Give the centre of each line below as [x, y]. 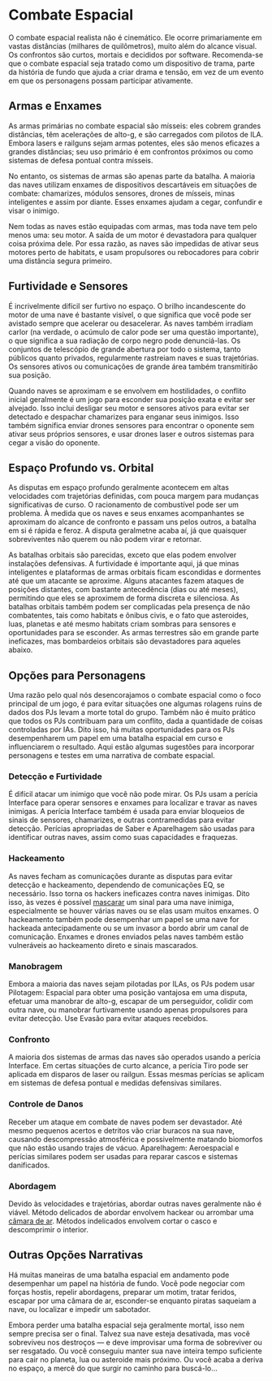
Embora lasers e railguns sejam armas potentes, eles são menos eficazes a [134, 143]
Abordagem [32, 1186]
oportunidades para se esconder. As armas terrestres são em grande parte [134, 633]
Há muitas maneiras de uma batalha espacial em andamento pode [119, 1275]
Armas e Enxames [55, 106]
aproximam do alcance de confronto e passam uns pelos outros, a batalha [133, 522]
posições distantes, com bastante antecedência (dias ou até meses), [123, 590]
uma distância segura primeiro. [60, 261]
